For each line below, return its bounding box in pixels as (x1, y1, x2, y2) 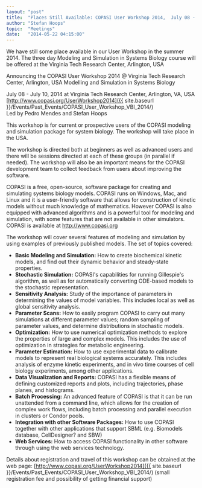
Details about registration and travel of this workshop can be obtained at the (6, 456, 196, 463)
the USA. (6, 134, 29, 142)
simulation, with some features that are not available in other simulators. (6, 216, 185, 223)
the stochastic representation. (14, 284, 90, 291)
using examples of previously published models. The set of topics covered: (6, 240, 193, 248)
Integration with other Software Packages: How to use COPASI (14, 419, 174, 426)
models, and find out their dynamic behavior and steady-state (14, 258, 169, 266)
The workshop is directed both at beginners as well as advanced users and (6, 146, 193, 153)
